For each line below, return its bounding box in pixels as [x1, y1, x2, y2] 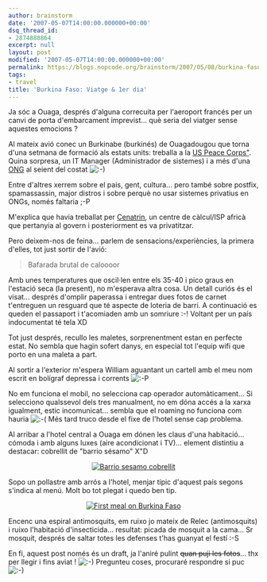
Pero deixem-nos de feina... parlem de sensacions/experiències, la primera [8, 236, 254, 246]
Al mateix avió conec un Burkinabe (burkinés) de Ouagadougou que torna [8, 140, 250, 149]
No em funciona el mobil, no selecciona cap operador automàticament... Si [8, 389, 253, 399]
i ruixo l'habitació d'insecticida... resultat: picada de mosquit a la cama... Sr [8, 525, 253, 534]
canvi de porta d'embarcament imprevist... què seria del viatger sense [8, 116, 238, 125]
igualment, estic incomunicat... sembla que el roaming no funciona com [8, 406, 242, 415]
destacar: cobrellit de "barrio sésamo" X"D [8, 446, 149, 457]
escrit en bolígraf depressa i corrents [8, 374, 130, 384]
